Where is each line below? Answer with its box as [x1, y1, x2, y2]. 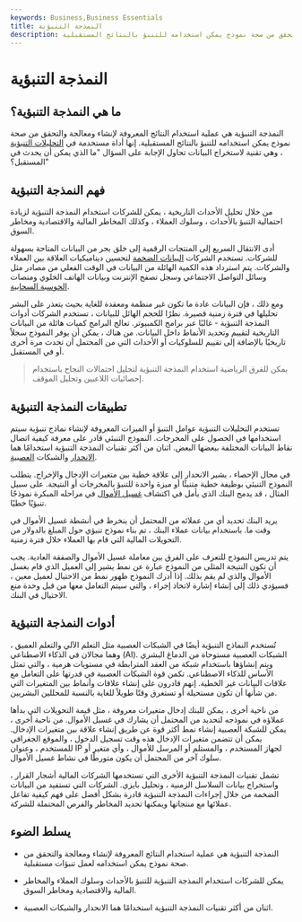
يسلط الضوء [10, 824, 71, 839]
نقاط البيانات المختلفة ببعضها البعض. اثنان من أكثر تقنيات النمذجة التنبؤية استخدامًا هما [10, 442, 293, 452]
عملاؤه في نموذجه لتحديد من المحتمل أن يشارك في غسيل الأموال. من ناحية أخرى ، [10, 714, 285, 724]
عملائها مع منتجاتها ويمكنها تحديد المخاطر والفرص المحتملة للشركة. [10, 798, 232, 809]
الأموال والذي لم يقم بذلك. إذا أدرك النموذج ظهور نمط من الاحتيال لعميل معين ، [10, 571, 272, 581]
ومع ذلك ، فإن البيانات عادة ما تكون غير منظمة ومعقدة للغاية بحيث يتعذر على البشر [10, 298, 284, 310]
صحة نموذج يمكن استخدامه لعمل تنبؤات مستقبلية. [22, 857, 189, 868]
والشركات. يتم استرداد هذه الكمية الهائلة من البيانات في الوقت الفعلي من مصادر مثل [10, 262, 290, 273]
